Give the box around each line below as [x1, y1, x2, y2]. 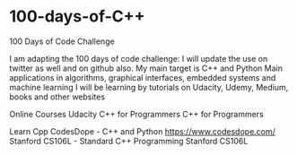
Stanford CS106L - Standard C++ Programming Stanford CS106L [9, 135, 249, 146]
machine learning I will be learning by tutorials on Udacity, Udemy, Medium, [9, 82, 289, 92]
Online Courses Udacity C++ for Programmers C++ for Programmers [9, 108, 265, 119]
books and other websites [9, 91, 106, 102]
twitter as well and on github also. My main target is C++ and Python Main [9, 63, 283, 73]
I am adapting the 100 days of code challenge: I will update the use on [9, 53, 268, 64]
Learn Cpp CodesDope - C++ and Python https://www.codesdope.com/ [9, 125, 276, 136]
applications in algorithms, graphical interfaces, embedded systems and [9, 72, 276, 82]
